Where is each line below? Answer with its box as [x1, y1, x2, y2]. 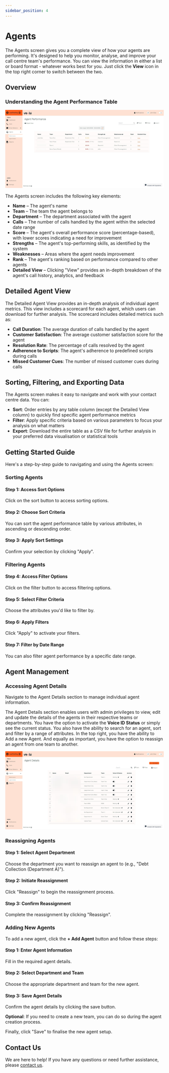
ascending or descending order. [5, 525, 71, 531]
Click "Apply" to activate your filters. [5, 630, 80, 636]
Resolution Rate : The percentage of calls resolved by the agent [12, 342, 144, 348]
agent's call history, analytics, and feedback [12, 272, 104, 278]
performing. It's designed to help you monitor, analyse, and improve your [5, 52, 156, 58]
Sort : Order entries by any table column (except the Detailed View [12, 407, 149, 413]
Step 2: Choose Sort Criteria [5, 509, 65, 515]
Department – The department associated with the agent [12, 213, 131, 219]
